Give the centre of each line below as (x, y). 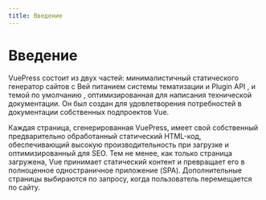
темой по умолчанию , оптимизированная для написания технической (130, 95)
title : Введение (35, 16)
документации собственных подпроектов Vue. (89, 112)
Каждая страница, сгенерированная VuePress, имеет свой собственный (133, 127)
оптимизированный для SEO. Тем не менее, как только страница (121, 153)
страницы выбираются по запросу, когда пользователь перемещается (130, 178)
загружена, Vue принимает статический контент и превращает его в (127, 161)
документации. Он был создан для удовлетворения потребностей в (125, 103)
